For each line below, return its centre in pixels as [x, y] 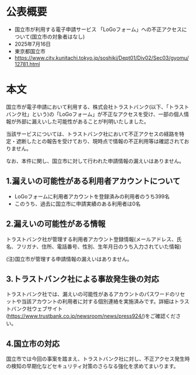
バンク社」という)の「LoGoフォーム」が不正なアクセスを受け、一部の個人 [95, 114]
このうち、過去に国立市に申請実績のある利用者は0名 [78, 204]
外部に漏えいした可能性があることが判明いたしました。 [83, 121]
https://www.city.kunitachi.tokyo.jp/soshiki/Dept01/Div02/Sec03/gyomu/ [101, 58]
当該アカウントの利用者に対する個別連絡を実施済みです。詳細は [98, 301]
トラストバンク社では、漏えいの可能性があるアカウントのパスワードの [90, 294]
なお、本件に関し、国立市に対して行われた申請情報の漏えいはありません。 [95, 161]
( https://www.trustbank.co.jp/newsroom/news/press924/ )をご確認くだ [91, 316]
